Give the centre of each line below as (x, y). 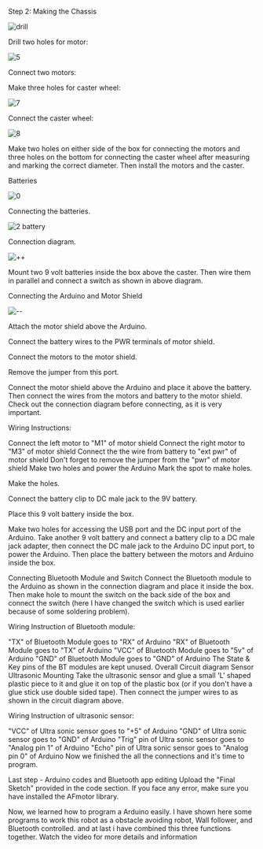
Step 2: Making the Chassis (52, 11)
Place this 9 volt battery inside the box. (71, 514)
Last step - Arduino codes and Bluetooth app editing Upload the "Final (122, 780)
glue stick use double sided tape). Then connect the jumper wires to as (123, 692)
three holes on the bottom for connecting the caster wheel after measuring (129, 157)
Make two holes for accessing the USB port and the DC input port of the (125, 529)
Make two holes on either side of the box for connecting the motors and (124, 148)
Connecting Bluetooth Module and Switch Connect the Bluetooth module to (130, 578)
